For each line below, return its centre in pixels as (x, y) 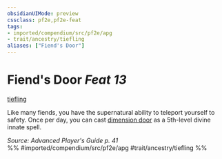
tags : (15, 26)
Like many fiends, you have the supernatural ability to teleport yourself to (111, 112)
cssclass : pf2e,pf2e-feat (44, 20)
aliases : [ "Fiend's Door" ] (46, 46)
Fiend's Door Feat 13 (67, 80)
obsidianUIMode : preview (43, 13)
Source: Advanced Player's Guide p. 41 (63, 140)
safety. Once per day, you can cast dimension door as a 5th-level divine (109, 120)
